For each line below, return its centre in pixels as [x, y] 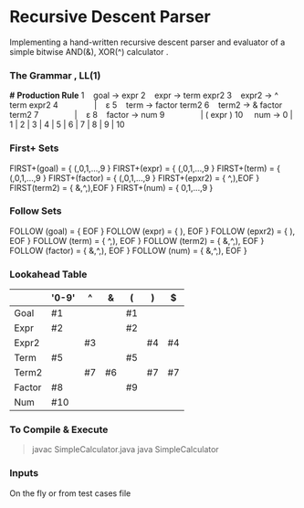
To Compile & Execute [59, 429]
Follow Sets [36, 211]
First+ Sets [34, 148]
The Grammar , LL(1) [55, 75]
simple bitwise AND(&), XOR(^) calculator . [89, 51]
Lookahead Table [48, 274]
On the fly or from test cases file [70, 493]
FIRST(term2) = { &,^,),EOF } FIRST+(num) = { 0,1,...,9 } [111, 187]
